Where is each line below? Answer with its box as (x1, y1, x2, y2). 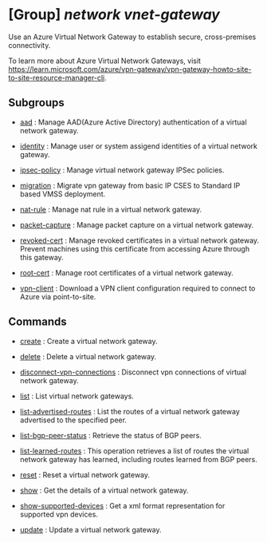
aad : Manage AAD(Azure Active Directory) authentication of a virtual (19, 117, 247, 127)
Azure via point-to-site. (19, 291, 96, 301)
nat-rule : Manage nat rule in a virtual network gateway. (19, 204, 202, 214)
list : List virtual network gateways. (19, 391, 134, 401)
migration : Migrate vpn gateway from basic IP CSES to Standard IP (19, 180, 241, 190)
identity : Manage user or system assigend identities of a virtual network (19, 141, 257, 151)
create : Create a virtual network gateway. (19, 336, 158, 346)
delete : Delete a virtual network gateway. (19, 351, 157, 361)
